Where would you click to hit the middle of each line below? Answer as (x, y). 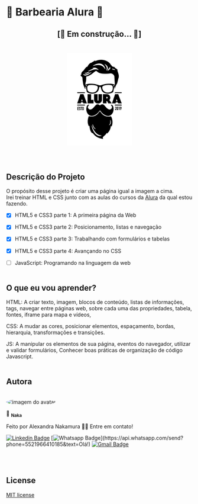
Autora (19, 381)
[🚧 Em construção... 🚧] (99, 34)
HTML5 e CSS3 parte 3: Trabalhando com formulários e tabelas (92, 239)
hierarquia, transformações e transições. (56, 333)
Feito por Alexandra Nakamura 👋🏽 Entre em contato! (70, 426)
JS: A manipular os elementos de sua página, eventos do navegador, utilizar (98, 344)
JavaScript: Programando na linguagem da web (73, 262)
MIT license (20, 495)
